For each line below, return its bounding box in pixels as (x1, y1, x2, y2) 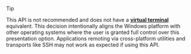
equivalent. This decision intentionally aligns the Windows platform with (6, 23, 181, 29)
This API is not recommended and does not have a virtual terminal (6, 16, 169, 23)
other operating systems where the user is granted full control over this (6, 29, 180, 36)
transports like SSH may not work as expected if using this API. (6, 41, 160, 48)
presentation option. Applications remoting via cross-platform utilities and (6, 35, 186, 42)
